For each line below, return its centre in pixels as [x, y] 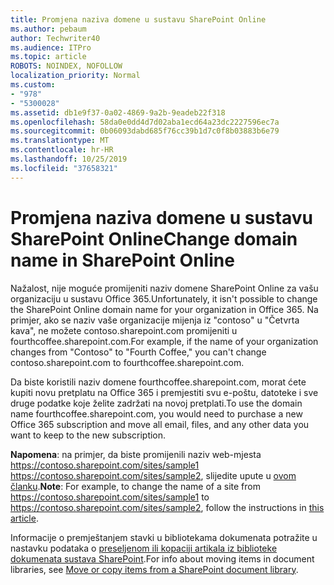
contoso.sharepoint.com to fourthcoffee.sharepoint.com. [127, 362]
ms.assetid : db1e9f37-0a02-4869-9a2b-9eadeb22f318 [118, 112]
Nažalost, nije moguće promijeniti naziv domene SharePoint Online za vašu [164, 288]
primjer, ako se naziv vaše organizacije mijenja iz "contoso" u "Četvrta [155, 320]
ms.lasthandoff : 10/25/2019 [69, 159]
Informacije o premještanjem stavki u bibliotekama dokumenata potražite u [164, 537]
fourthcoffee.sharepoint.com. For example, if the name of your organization [164, 341]
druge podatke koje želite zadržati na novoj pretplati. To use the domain [156, 403]
